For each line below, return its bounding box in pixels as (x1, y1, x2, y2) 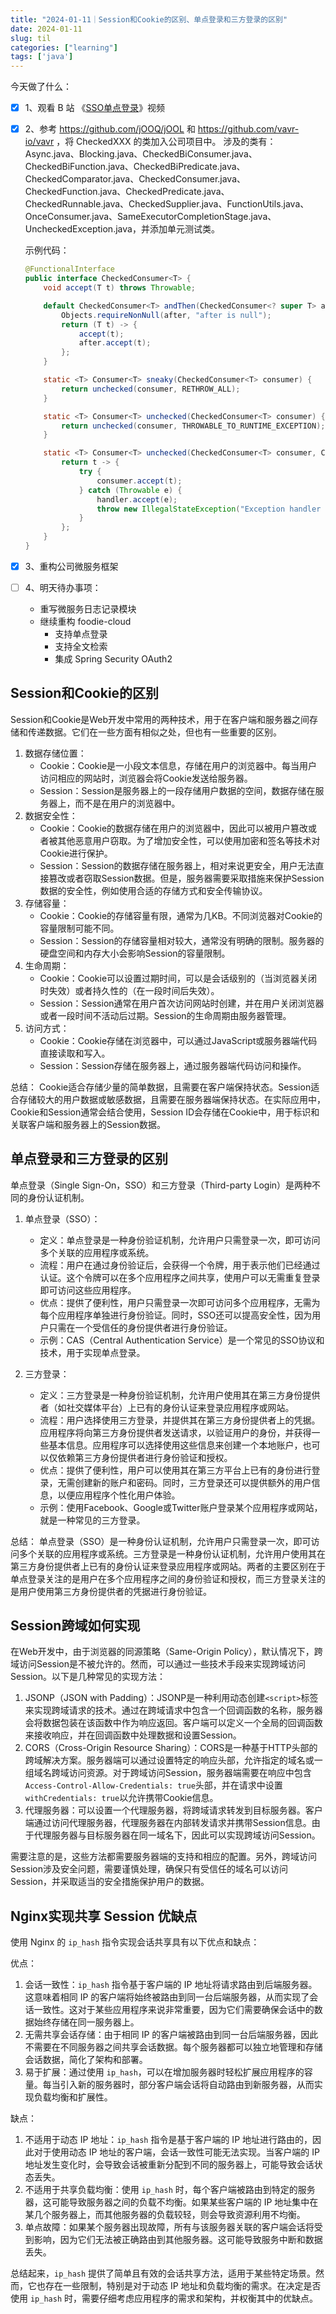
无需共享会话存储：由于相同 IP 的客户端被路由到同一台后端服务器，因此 (24, 2029, 319, 2041)
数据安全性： (24, 809, 78, 821)
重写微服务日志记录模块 (39, 603, 137, 615)
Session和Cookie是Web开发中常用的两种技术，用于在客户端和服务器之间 (10, 713, 310, 725)
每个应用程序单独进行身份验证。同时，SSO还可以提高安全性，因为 (39, 1309, 313, 1321)
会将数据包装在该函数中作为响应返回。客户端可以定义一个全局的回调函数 (24, 1717, 323, 1729)
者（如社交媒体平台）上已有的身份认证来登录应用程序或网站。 (39, 1401, 295, 1413)
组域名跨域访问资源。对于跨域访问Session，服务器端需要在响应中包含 (24, 1767, 312, 1779)
